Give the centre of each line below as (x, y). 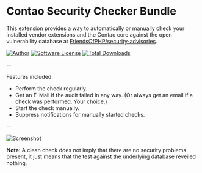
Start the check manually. (47, 108)
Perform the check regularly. (51, 88)
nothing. (17, 163)
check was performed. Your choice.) (61, 101)
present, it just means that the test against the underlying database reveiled (101, 156)
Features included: (30, 76)
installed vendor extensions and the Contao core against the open (89, 34)
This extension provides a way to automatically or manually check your (96, 28)
